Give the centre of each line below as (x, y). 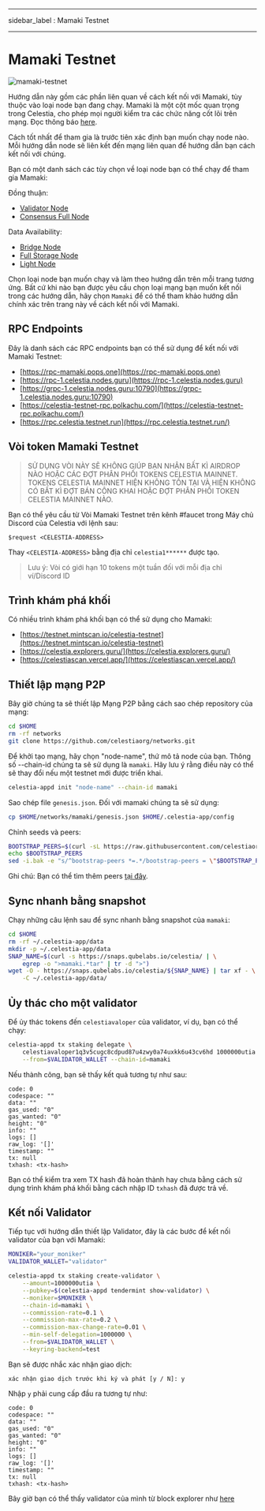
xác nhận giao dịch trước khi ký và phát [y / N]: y (97, 1379)
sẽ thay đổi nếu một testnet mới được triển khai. (86, 773)
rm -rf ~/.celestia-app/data (56, 942)
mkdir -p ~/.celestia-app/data (60, 949)
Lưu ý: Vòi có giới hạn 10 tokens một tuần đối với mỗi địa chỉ (125, 567)
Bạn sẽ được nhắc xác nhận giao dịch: (70, 1364)
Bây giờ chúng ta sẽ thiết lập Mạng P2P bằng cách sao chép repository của (131, 703)
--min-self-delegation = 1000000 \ (77, 1335)
